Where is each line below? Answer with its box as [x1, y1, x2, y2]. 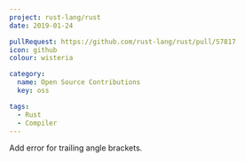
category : [9, 70, 46, 79]
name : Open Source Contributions [17, 78, 141, 87]
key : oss [17, 86, 50, 95]
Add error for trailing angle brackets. [9, 143, 143, 153]
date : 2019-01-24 [9, 21, 74, 30]
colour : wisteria [9, 54, 74, 63]
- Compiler [17, 119, 58, 127]
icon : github [9, 45, 58, 54]
